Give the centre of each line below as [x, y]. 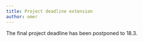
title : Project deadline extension [50, 11]
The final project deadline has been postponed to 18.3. [72, 33]
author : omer [22, 17]
